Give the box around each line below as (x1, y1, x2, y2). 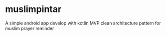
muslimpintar (5, 3, 62, 15)
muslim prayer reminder (5, 25, 54, 31)
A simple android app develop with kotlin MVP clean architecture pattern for (5, 20, 161, 26)
